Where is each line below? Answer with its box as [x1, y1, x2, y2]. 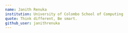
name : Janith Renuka [5, 7, 47, 12]
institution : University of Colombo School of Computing [5, 12, 124, 16]
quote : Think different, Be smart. [5, 16, 78, 21]
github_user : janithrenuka [5, 20, 60, 26]
